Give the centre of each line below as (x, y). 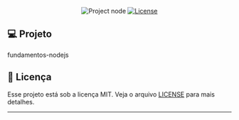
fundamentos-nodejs (38, 55)
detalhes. (21, 102)
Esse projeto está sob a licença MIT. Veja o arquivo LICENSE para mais (111, 94)
